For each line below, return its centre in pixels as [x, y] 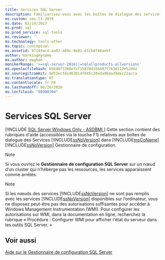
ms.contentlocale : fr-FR [30, 82]
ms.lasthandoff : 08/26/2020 [34, 87]
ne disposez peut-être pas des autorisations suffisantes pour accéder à [77, 204]
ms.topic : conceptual [27, 46]
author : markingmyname [28, 55]
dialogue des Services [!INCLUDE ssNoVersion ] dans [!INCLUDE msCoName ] [82, 140]
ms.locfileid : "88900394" [31, 92]
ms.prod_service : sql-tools [34, 32]
